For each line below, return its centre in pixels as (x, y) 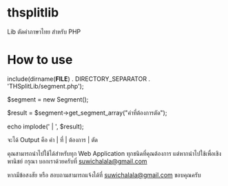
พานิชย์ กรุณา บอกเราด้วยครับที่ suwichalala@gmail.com (77, 161)
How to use (40, 60)
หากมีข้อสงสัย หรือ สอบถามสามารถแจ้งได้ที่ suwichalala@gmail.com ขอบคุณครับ (104, 175)
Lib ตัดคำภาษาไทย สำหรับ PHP (44, 32)
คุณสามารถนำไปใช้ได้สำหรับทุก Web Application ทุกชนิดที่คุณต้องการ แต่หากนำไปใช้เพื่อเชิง (114, 153)
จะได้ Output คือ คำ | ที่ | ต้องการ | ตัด (53, 139)
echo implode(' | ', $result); (45, 126)
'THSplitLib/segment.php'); (45, 86)
